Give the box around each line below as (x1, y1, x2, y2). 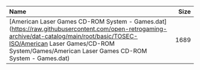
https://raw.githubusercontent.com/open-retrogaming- (11, 25, 167, 33)
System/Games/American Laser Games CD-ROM (9, 47, 148, 55)
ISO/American (9, 39, 48, 48)
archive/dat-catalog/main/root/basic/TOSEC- (9, 32, 138, 40)
